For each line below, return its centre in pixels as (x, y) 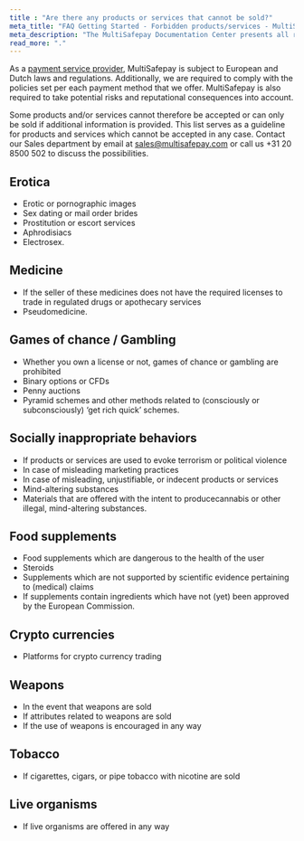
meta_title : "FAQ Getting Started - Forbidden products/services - (139, 26)
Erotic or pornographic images (79, 203)
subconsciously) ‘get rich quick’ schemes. (101, 410)
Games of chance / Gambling (93, 340)
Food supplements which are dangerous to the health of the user (143, 558)
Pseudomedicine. (55, 311)
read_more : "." (38, 43)
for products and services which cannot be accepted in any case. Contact (147, 134)
